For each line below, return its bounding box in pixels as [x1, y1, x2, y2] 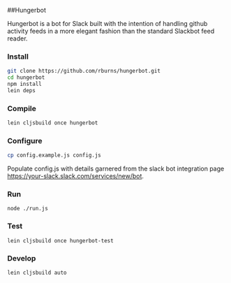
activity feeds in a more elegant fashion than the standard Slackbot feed [7, 27, 215, 35]
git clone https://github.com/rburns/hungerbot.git [7, 68, 161, 75]
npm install [7, 80, 42, 88]
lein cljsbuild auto [7, 269, 68, 277]
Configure [7, 136, 43, 145]
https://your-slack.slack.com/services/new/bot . [7, 172, 144, 180]
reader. [7, 34, 28, 43]
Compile [7, 103, 36, 113]
